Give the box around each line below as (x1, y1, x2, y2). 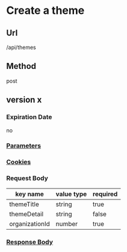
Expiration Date (6, 113, 52, 121)
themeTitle (9, 200, 39, 208)
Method (6, 61, 37, 71)
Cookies (6, 158, 31, 166)
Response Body (6, 237, 53, 246)
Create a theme (6, 4, 85, 18)
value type (55, 190, 87, 198)
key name (15, 190, 44, 198)
